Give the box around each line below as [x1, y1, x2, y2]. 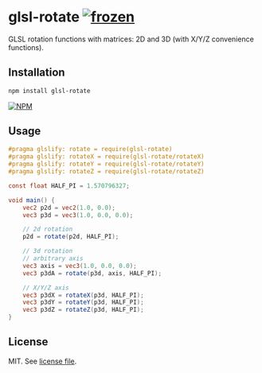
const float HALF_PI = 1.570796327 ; [8, 181, 130, 190]
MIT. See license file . [8, 356, 77, 366]
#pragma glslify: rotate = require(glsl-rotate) [8, 146, 173, 153]
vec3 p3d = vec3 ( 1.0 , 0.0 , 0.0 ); [22, 211, 134, 219]
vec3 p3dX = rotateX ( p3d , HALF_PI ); [22, 291, 145, 299]
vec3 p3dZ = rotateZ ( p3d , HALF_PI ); [22, 306, 145, 314]
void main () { [8, 196, 56, 204]
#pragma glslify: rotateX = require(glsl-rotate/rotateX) [8, 153, 205, 161]
